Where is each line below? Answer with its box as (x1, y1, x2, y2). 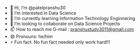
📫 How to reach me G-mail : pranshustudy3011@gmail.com (10, 26, 134, 32)
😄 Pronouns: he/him (10, 33, 53, 39)
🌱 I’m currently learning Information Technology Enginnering (10, 15, 135, 21)
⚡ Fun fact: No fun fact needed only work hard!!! (10, 39, 110, 45)
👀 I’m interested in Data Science (10, 10, 77, 16)
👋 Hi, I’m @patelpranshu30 (10, 5, 66, 10)
